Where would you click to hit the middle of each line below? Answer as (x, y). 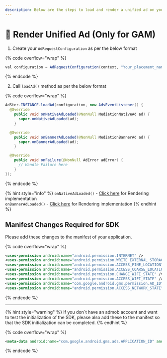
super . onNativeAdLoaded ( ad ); (48, 119)
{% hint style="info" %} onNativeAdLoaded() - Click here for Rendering (77, 193)
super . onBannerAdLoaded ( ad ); (48, 142)
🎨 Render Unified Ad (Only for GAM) (80, 34)
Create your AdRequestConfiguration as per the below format (75, 48)
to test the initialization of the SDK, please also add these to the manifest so (83, 317)
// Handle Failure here (43, 165)
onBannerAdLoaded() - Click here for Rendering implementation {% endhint (81, 204)
